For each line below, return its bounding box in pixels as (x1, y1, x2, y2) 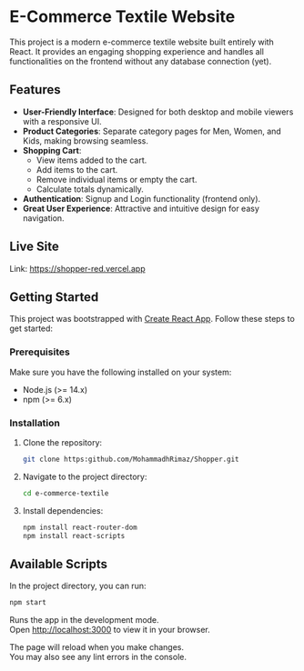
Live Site (9, 239, 59, 255)
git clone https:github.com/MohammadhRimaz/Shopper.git (22, 455, 239, 464)
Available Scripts (9, 556, 107, 572)
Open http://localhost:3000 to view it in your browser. (9, 625, 211, 636)
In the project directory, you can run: (9, 580, 147, 592)
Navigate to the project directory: (22, 471, 147, 482)
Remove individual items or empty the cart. (35, 174, 198, 185)
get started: (9, 323, 53, 334)
